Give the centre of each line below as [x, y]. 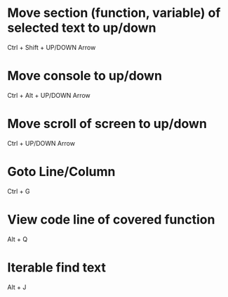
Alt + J [17, 287]
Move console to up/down [85, 76]
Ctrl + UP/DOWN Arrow [41, 143]
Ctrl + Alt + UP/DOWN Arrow [49, 95]
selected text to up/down [82, 28]
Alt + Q [18, 239]
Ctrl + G [19, 191]
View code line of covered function [111, 219]
